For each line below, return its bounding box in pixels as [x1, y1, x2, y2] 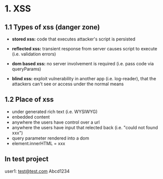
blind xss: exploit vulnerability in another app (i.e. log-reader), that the [11, 76, 157, 81]
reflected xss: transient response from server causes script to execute [11, 46, 158, 51]
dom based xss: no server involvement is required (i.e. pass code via [11, 61, 154, 66]
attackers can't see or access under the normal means [11, 81, 124, 87]
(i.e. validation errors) [11, 51, 56, 57]
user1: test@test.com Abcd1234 [4, 168, 70, 174]
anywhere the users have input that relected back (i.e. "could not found [11, 124, 158, 130]
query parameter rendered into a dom [11, 135, 89, 141]
